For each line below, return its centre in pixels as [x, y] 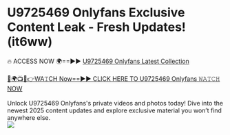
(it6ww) [30, 42]
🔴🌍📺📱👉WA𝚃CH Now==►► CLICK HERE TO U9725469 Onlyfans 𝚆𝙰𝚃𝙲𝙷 [114, 78]
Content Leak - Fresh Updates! [96, 27]
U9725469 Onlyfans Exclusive [96, 13]
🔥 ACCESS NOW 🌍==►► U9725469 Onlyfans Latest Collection [98, 61]
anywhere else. [29, 117]
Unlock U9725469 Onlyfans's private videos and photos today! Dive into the [115, 103]
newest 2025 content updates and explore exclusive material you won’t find [115, 110]
